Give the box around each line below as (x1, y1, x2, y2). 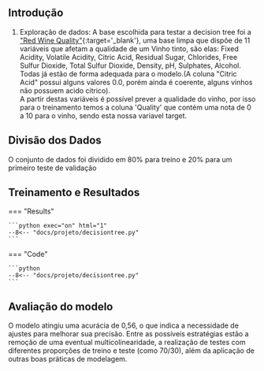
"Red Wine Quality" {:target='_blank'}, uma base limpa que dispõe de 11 (19, 35, 251, 45)
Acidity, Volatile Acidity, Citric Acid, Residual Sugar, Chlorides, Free (19, 52, 238, 61)
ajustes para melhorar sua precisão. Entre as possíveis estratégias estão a (8, 329, 250, 339)
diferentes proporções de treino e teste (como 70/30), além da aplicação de (8, 346, 255, 355)
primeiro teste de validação (8, 163, 97, 173)
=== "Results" (8, 206, 54, 216)
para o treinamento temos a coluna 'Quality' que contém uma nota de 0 (19, 102, 252, 112)
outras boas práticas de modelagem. (8, 354, 128, 364)
